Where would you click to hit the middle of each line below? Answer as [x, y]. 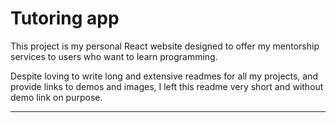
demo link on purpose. [56, 97]
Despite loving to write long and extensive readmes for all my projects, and [164, 76]
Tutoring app [65, 18]
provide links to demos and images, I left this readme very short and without [167, 86]
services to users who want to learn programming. [114, 56]
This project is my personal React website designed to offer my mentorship [165, 46]
